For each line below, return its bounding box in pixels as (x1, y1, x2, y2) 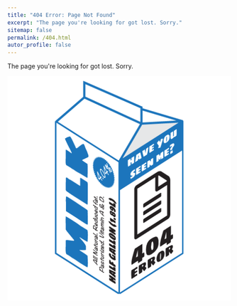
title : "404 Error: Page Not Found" (7, 11, 116, 19)
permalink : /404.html (7, 34, 72, 41)
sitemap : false (7, 26, 53, 33)
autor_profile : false (7, 41, 72, 49)
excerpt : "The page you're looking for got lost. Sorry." (7, 19, 182, 26)
